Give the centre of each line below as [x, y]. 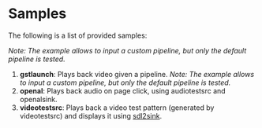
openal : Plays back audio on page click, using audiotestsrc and [123, 90]
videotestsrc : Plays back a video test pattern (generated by [117, 108]
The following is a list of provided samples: [78, 35]
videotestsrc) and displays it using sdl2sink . [91, 115]
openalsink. [38, 99]
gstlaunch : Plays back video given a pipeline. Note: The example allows [137, 74]
